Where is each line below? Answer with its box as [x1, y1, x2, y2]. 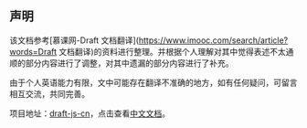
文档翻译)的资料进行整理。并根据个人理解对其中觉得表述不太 [58, 46, 286, 57]
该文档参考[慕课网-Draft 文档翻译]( [9, 35, 140, 46]
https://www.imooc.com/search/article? [138, 35, 289, 46]
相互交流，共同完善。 [9, 88, 90, 99]
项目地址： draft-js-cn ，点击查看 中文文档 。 [9, 108, 171, 119]
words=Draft [9, 46, 58, 57]
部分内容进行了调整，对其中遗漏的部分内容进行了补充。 [25, 58, 234, 69]
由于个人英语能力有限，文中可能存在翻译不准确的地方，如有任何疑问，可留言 [9, 77, 298, 88]
